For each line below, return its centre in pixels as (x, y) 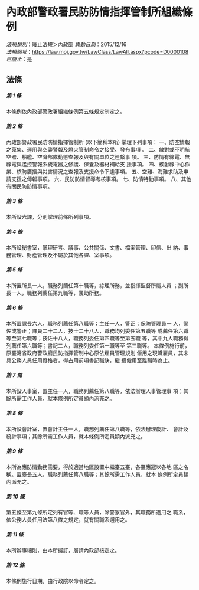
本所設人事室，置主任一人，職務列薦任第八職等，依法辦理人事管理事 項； (95, 391)
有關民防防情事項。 (30, 186)
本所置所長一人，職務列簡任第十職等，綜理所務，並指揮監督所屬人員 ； (92, 286)
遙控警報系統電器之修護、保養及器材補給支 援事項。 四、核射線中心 (103, 164)
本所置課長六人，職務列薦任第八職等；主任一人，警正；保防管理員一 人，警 (97, 324)
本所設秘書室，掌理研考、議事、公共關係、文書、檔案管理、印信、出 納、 (95, 248)
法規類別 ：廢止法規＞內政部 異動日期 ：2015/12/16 (66, 44)
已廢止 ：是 (19, 59)
